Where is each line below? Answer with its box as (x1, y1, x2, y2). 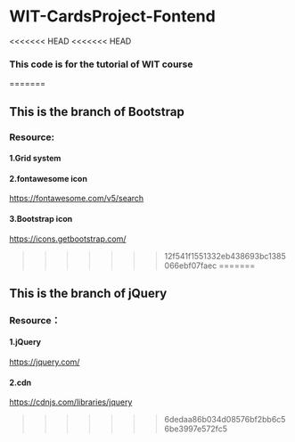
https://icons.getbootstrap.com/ (9, 233, 127, 244)
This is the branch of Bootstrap (9, 104, 184, 119)
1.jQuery (9, 337, 42, 348)
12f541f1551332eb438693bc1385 (164, 250, 287, 261)
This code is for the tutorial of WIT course (9, 58, 193, 70)
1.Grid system (9, 153, 61, 164)
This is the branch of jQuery (9, 285, 168, 300)
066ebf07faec (164, 260, 217, 271)
